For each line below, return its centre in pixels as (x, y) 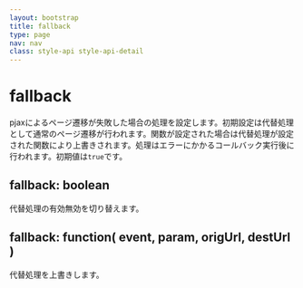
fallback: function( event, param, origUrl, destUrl (150, 238)
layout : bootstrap (44, 18)
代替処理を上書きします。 (57, 274)
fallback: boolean (60, 185)
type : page (30, 34)
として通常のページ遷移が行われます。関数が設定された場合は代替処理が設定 (152, 134)
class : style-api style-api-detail (77, 52)
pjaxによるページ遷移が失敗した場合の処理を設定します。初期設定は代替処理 (152, 122)
